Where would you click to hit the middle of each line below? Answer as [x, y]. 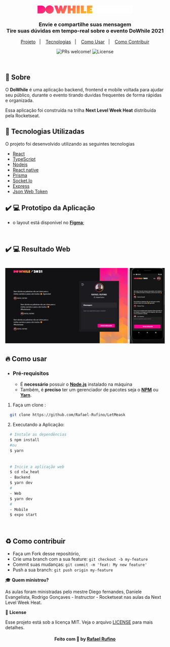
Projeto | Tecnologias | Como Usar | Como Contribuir [85, 42]
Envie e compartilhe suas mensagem [85, 24]
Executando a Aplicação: [38, 425]
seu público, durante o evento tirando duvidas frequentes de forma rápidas [83, 95]
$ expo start [24, 515]
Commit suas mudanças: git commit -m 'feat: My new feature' [80, 564]
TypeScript [24, 159]
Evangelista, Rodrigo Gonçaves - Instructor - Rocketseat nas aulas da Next [83, 597]
